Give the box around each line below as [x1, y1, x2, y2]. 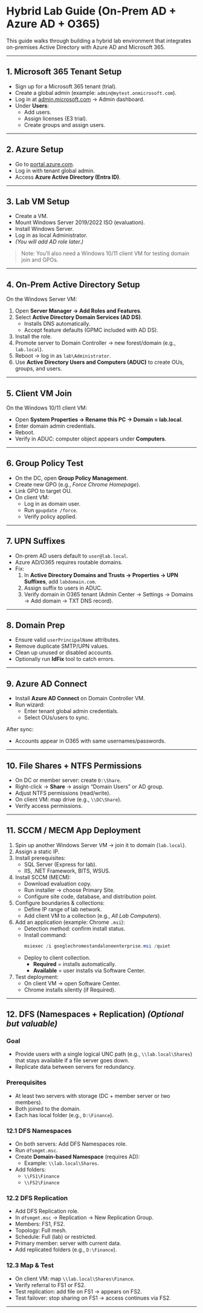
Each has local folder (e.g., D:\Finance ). [14, 1111, 114, 1118]
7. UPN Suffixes [6, 536, 65, 546]
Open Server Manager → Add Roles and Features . [14, 307, 142, 315]
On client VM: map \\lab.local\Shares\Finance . [14, 1275, 135, 1282]
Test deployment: [14, 973, 59, 980]
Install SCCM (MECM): [14, 873, 71, 880]
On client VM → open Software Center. [24, 979, 121, 987]
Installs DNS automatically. [24, 320, 91, 327]
